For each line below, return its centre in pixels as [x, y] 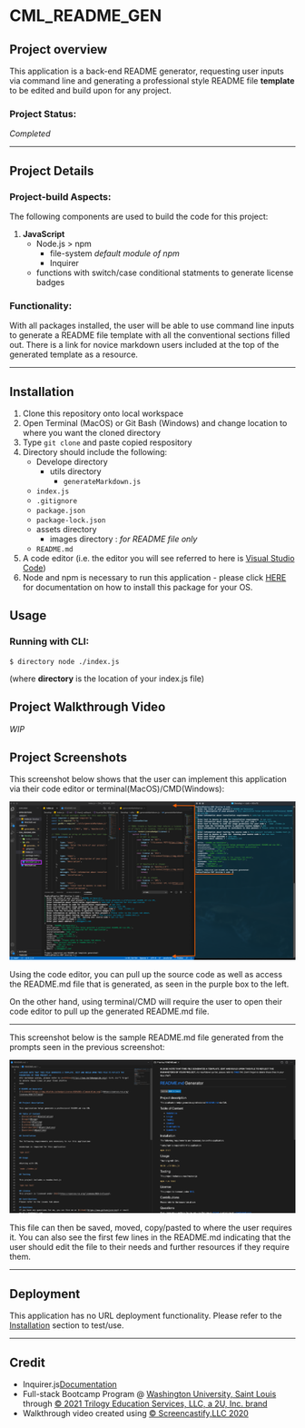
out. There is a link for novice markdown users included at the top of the [144, 345]
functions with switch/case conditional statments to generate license [165, 273]
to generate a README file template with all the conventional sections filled [150, 335]
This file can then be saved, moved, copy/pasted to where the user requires [151, 1228]
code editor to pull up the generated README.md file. [109, 1011]
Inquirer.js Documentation [70, 1384]
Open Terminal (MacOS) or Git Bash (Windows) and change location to [155, 423]
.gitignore [57, 501]
